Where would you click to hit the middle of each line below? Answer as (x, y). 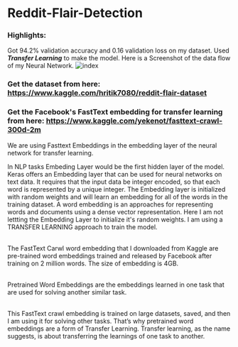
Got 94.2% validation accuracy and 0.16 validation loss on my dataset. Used (118, 50)
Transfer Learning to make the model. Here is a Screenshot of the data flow (119, 58)
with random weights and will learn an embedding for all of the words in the (118, 197)
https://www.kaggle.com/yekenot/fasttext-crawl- (134, 121)
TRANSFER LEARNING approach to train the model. (82, 227)
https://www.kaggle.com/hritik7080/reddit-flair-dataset (107, 93)
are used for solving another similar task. (67, 292)
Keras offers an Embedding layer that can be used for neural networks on (115, 174)
